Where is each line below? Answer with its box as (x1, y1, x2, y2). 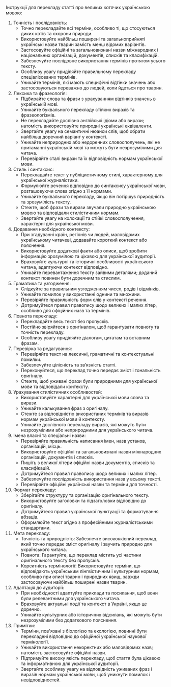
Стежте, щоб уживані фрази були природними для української (20, 378, 157, 384)
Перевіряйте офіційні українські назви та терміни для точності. (20, 482, 158, 487)
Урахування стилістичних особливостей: (13, 389, 102, 395)
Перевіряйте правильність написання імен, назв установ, (20, 438, 147, 444)
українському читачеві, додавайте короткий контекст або (20, 237, 147, 243)
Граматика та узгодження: (13, 281, 71, 286)
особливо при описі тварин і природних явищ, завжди (20, 574, 139, 580)
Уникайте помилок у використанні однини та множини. (20, 291, 141, 297)
